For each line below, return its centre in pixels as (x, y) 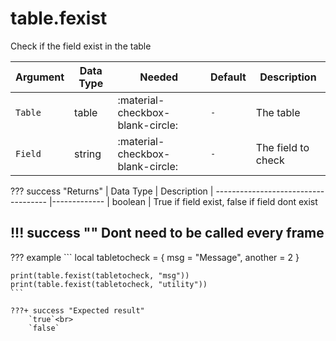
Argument (40, 77)
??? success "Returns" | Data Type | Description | (112, 191)
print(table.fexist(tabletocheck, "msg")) (100, 275)
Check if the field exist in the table (81, 46)
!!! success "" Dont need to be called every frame (167, 233)
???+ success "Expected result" (77, 310)
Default (228, 77)
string (88, 154)
